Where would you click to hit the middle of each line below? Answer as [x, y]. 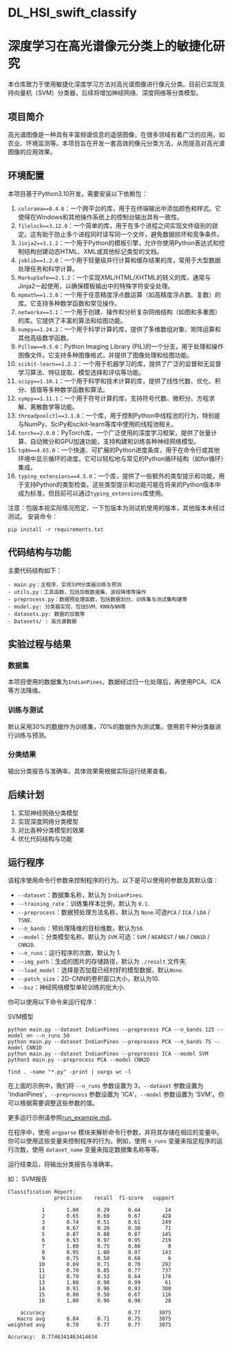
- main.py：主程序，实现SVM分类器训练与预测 [65, 585]
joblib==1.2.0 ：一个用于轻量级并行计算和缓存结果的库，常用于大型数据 [119, 260]
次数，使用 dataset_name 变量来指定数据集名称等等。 [88, 1150]
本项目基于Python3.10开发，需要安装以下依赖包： [78, 193]
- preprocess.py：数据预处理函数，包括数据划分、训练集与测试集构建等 [98, 599]
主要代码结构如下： [35, 570]
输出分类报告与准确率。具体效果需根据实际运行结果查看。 [89, 771]
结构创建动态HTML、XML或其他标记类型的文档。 [93, 251]
